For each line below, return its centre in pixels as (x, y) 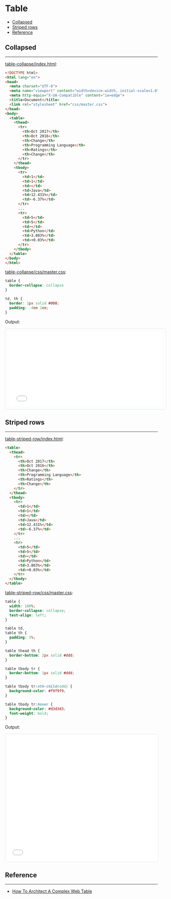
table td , (15, 629)
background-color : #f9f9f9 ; (38, 691)
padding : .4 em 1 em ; (29, 308)
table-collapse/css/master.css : (36, 272)
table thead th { (23, 651)
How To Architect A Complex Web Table (52, 891)
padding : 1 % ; (23, 638)
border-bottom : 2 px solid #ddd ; (42, 655)
